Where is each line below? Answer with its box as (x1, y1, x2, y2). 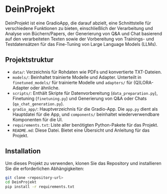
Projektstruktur (5, 56, 54, 64)
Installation (5, 147, 41, 156)
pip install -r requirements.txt (5, 185, 75, 190)
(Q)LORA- (133, 79, 154, 85)
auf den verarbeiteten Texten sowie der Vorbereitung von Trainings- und (5, 36, 155, 42)
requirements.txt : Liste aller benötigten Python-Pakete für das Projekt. (12, 122, 159, 128)
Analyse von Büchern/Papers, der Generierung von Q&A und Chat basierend (5, 30, 162, 36)
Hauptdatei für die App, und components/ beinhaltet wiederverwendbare (12, 111, 160, 117)
